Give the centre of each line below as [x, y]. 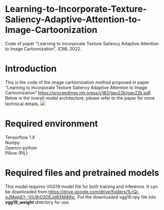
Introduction [31, 69]
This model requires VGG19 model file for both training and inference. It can [82, 186]
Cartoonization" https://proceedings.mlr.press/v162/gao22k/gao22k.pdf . [78, 92]
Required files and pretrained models [82, 173]
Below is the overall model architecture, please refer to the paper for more [80, 98]
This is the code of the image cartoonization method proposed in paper [77, 82]
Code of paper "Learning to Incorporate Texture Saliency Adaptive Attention [82, 43]
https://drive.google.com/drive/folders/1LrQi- [94, 192]
